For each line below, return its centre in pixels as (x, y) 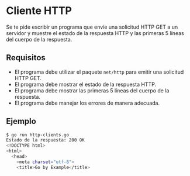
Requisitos (26, 58)
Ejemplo (21, 121)
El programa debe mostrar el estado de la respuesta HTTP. (85, 84)
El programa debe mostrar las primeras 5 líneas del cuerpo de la (92, 90)
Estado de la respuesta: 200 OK (45, 140)
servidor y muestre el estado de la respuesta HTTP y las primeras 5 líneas (95, 33)
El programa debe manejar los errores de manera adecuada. (87, 103)
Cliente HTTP (39, 11)
